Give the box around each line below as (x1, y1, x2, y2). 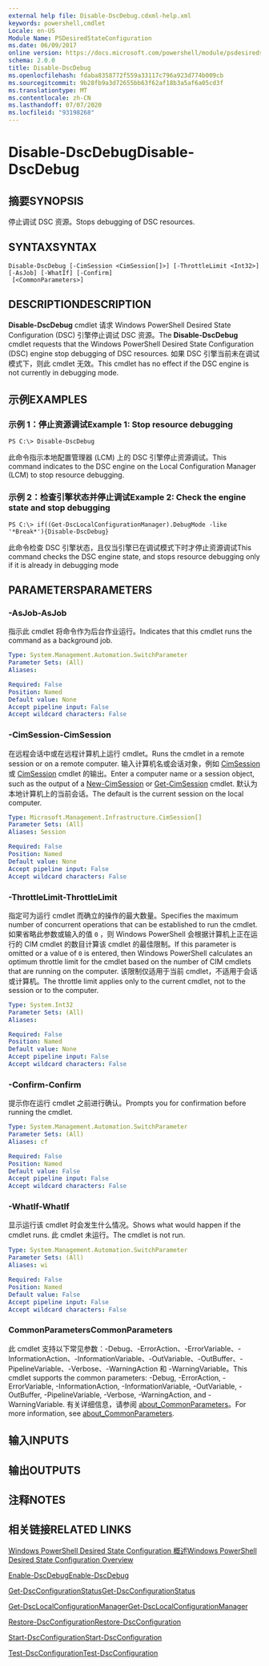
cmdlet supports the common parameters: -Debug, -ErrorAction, (8, 1372, 222, 1382)
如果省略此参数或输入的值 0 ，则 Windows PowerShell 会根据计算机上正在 (8, 929, 251, 938)
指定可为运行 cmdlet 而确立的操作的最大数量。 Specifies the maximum (8, 910, 239, 920)
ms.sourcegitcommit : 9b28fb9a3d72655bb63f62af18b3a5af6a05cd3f (8, 79, 224, 87)
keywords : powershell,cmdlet (8, 19, 106, 27)
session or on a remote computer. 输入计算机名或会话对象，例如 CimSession (8, 759, 261, 768)
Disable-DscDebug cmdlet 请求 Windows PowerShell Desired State (8, 320, 231, 330)
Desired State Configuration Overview (8, 1555, 134, 1564)
